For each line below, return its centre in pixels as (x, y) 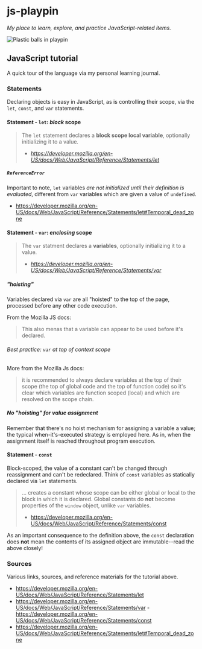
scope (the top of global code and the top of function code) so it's (104, 386)
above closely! (25, 548)
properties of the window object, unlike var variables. (86, 505)
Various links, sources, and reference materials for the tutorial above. (93, 577)
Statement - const (30, 455)
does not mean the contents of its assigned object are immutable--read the (101, 542)
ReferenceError (26, 173)
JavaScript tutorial (43, 59)
